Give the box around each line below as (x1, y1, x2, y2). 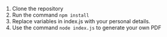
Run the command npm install (11, 11, 90, 18)
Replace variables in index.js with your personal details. (11, 18, 151, 24)
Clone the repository (11, 5, 64, 12)
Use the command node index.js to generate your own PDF (11, 24, 162, 31)
